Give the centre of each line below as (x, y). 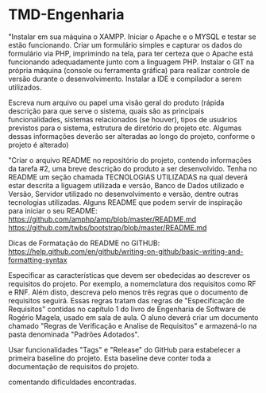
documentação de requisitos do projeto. (74, 366)
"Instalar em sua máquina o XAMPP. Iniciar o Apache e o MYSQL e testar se (132, 37)
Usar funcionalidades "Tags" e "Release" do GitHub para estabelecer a (124, 349)
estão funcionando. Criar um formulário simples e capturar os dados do (125, 44)
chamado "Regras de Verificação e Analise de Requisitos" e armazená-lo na (133, 326)
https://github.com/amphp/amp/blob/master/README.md (102, 219)
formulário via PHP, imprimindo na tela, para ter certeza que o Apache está (131, 53)
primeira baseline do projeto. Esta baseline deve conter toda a (110, 358)
